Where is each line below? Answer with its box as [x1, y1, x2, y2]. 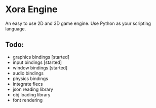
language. [5, 25, 26, 31]
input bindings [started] [12, 59, 62, 65]
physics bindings [12, 75, 48, 82]
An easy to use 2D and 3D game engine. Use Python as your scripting [5, 20, 151, 26]
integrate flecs [12, 81, 43, 87]
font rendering [12, 97, 43, 103]
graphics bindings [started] [12, 54, 70, 60]
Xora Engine [5, 4, 58, 15]
